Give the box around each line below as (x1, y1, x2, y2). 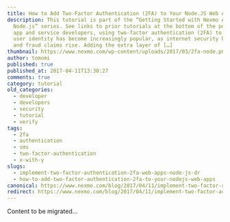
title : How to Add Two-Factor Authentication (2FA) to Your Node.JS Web (7, 10, 219, 17)
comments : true (7, 73, 51, 81)
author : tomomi (7, 55, 51, 62)
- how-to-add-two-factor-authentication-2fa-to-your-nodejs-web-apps (13, 175, 216, 182)
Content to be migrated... (7, 207, 78, 216)
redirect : (7, 188, 36, 195)
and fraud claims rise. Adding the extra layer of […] (13, 42, 173, 49)
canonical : (7, 182, 38, 189)
